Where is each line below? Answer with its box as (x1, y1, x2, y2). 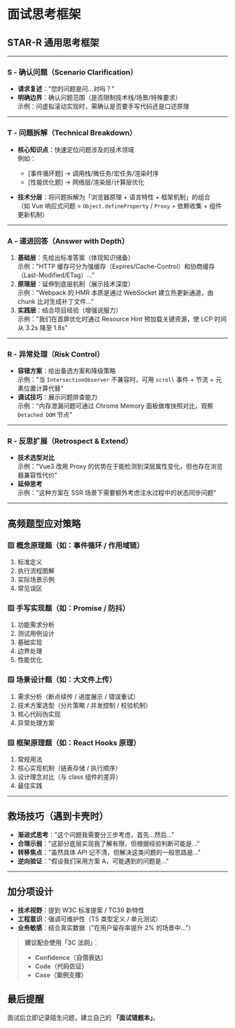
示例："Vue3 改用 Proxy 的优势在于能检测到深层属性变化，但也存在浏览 (17, 462, 223, 471)
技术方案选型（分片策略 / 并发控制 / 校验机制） (17, 701, 152, 709)
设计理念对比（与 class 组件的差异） (17, 773, 122, 781)
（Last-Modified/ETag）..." (17, 271, 95, 279)
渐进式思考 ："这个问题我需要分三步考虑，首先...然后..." (17, 830, 175, 839)
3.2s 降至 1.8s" (25, 323, 68, 332)
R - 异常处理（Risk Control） (7, 349, 105, 359)
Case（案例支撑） (34, 970, 87, 979)
